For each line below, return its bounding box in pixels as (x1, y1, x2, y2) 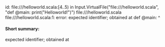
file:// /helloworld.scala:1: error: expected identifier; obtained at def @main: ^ (5, 15, 161, 20)
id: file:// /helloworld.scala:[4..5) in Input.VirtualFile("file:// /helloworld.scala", (5, 4, 159, 10)
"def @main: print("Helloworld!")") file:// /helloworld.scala (5, 9, 122, 15)
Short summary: (5, 25, 40, 31)
